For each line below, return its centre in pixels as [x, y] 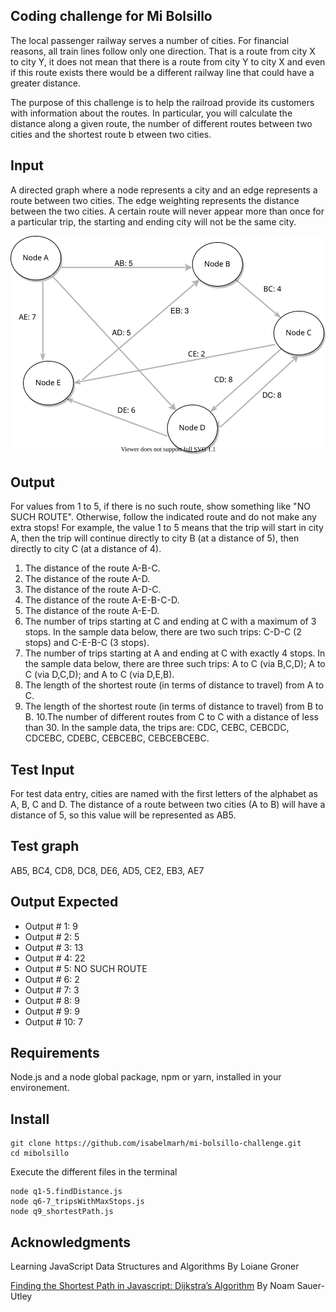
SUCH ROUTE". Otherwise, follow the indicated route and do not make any [163, 517]
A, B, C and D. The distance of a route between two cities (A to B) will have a [168, 804]
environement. [40, 1088]
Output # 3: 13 [54, 947]
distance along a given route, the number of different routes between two [161, 123]
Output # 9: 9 [52, 1011]
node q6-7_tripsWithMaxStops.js [77, 1202]
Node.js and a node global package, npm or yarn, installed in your [146, 1077]
